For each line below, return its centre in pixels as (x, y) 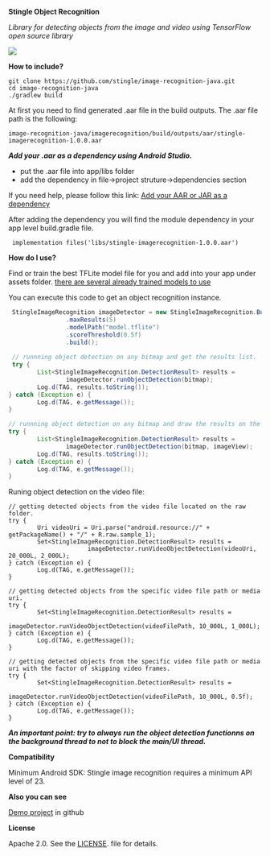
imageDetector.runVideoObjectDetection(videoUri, (172, 549)
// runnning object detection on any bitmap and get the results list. (134, 358)
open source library (41, 36)
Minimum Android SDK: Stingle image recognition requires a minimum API (130, 773)
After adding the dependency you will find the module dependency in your (131, 219)
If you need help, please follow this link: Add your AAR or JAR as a (118, 195)
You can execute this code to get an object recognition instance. (115, 298)
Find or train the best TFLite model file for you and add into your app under (132, 273)
